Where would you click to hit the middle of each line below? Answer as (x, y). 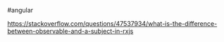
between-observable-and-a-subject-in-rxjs (70, 31)
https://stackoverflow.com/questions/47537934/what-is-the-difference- (112, 23)
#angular (20, 10)
